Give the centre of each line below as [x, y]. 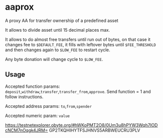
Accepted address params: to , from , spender [48, 106]
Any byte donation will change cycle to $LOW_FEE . [54, 59]
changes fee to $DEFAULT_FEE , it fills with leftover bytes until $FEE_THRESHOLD [81, 44]
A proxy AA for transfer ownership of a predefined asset [62, 20]
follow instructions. [24, 97]
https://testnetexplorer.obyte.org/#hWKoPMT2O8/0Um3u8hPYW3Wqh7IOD [81, 125]
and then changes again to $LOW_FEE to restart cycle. [58, 50]
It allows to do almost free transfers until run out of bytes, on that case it [78, 39]
